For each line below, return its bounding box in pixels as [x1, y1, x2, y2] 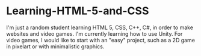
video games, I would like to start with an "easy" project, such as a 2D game [6, 36, 196, 43]
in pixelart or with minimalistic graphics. [6, 43, 105, 50]
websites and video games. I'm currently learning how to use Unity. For [6, 30, 183, 37]
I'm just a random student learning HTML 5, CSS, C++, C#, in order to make [6, 24, 194, 31]
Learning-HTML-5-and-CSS [6, 4, 149, 18]
